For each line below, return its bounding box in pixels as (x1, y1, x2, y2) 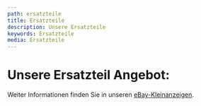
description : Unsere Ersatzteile (7, 23, 106, 30)
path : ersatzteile (7, 10, 62, 18)
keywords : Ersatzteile (7, 30, 74, 37)
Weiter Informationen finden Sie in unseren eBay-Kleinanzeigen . (7, 90, 195, 99)
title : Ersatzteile (7, 17, 65, 24)
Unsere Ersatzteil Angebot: (7, 67, 170, 83)
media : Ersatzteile (7, 37, 65, 44)
